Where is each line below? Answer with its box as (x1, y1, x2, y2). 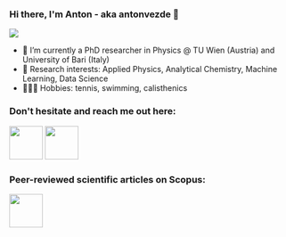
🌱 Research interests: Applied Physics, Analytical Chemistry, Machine (21, 64, 278, 75)
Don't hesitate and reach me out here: (9, 105, 176, 118)
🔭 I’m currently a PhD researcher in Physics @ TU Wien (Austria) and (21, 45, 275, 56)
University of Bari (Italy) (21, 54, 110, 65)
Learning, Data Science (21, 73, 109, 84)
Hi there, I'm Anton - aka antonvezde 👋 (9, 8, 180, 20)
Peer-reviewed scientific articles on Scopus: (9, 173, 207, 185)
